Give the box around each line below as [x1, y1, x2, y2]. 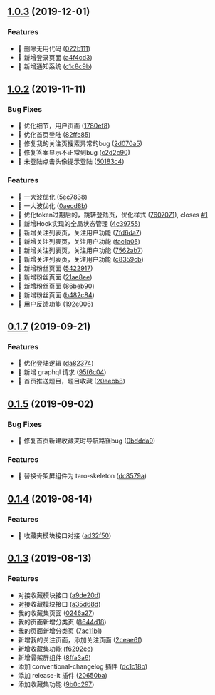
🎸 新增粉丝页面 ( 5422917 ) [17, 264, 93, 272]
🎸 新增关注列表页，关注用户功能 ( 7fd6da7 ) [17, 228, 142, 237]
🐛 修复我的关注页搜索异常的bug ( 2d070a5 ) [17, 139, 142, 148]
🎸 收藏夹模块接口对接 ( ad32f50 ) [17, 531, 112, 540]
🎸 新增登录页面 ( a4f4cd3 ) [17, 53, 93, 61]
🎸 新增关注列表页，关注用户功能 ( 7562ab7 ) [17, 246, 144, 254]
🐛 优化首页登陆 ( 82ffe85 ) [17, 130, 91, 139]
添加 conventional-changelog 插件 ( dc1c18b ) [17, 662, 148, 671]
